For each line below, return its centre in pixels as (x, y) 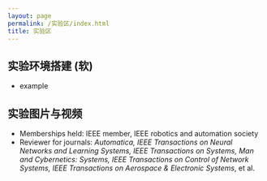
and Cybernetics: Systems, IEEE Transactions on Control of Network (134, 159)
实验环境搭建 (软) (50, 66)
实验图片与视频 (45, 113)
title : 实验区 (30, 31)
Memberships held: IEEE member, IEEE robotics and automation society (139, 134)
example (34, 86)
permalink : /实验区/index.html (59, 24)
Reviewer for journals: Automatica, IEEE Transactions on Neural (126, 142)
